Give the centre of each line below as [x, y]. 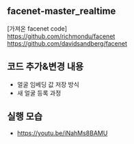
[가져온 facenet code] [37, 28]
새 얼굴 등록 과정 [39, 93]
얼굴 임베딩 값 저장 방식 [48, 84]
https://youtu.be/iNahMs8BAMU [62, 133]
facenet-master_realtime [62, 11]
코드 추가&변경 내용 [45, 67]
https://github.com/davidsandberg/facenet [67, 43]
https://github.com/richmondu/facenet [61, 36]
